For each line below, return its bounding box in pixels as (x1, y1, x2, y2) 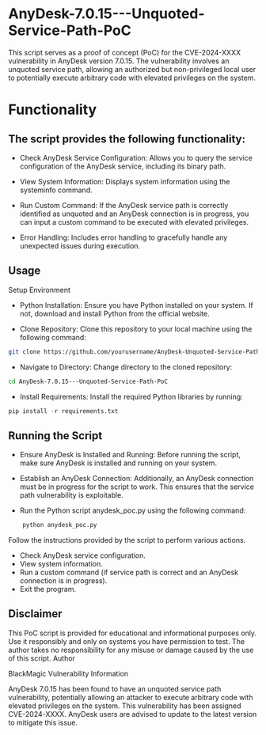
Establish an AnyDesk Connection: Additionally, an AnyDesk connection (19, 474, 254, 483)
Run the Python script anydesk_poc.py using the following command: (19, 506, 246, 515)
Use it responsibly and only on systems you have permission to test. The (8, 636, 245, 646)
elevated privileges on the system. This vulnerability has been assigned (8, 701, 241, 710)
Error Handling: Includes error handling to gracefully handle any (19, 233, 228, 242)
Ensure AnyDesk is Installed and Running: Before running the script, (19, 450, 241, 460)
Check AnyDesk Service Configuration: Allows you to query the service (19, 153, 253, 162)
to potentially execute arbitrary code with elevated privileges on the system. (8, 73, 256, 82)
